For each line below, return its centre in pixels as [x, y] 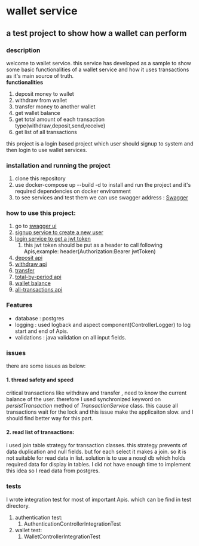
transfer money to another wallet [55, 107]
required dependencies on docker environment [73, 191]
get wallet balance [38, 113]
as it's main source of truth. [40, 75]
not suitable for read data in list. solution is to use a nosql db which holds [96, 458]
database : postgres [39, 318]
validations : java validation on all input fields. [71, 337]
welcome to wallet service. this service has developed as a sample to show [99, 63]
